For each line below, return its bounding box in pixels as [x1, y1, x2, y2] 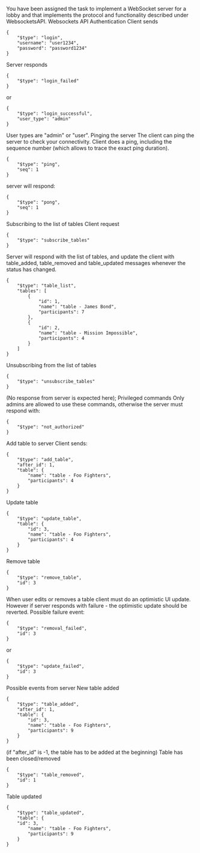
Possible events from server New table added [6, 685, 120, 691]
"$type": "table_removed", [17, 772, 85, 778]
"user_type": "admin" [17, 116, 71, 122]
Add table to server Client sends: [6, 440, 88, 447]
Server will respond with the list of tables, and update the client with [6, 253, 175, 260]
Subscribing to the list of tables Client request [6, 221, 120, 227]
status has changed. [6, 266, 57, 273]
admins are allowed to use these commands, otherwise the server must [6, 401, 183, 408]
